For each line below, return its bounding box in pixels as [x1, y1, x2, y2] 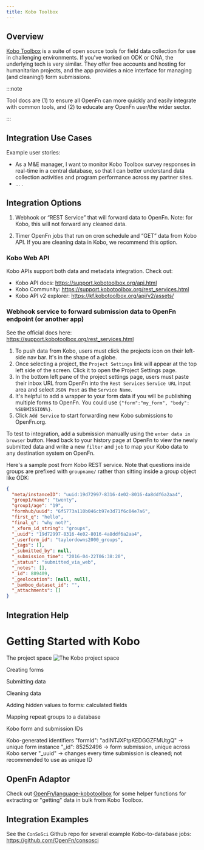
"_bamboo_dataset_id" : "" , [12, 582, 80, 588]
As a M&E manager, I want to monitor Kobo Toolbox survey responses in [15, 161, 196, 168]
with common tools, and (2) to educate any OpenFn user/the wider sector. [6, 103, 191, 111]
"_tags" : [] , [12, 542, 45, 548]
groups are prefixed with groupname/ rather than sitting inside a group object [6, 468, 196, 475]
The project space [6, 654, 52, 662]
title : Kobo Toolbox [6, 9, 59, 15]
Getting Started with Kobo [6, 634, 140, 648]
